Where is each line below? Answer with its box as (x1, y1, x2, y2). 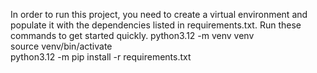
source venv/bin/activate (10, 40, 113, 52)
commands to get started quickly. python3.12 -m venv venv (10, 30, 255, 41)
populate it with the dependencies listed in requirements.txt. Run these (10, 19, 302, 31)
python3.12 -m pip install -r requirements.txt (10, 51, 192, 63)
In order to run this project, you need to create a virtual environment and (10, 9, 308, 20)
